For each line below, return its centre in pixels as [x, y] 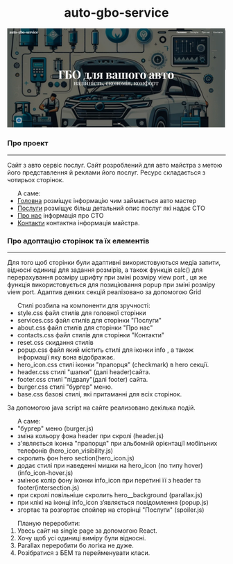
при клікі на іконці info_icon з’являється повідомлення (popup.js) [113, 502]
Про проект [28, 143]
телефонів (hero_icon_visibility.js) [65, 451]
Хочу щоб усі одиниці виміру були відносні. [81, 538]
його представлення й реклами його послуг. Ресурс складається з [106, 172]
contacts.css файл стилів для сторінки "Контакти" [91, 335]
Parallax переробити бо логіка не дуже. [75, 545]
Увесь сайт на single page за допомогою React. [87, 531]
